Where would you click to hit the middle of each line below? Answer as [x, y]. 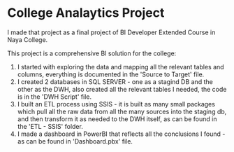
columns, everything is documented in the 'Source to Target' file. [111, 74]
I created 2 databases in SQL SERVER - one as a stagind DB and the [115, 81]
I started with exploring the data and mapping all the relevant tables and [121, 67]
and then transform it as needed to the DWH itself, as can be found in [117, 119]
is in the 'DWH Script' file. [54, 97]
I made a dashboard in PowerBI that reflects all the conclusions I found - [121, 134]
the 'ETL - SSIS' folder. [50, 126]
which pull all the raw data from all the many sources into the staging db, [122, 111]
